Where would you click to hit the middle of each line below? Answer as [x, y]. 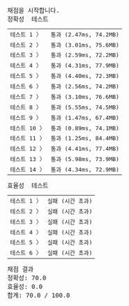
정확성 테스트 [28, 19]
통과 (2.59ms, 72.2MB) [85, 55]
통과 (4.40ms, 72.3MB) [85, 76]
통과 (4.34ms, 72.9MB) [85, 169]
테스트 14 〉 [28, 169]
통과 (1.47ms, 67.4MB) [85, 117]
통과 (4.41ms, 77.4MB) [85, 149]
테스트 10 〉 [28, 128]
